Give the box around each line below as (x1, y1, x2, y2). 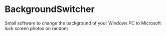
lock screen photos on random (5, 25, 68, 31)
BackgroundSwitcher (5, 3, 95, 15)
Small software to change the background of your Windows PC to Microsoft (5, 20, 161, 26)
